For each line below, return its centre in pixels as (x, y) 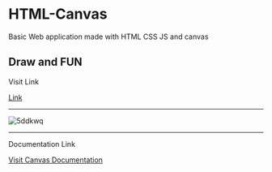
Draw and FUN (45, 62)
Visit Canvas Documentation (56, 160)
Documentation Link (42, 144)
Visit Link (23, 81)
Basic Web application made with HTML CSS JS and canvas (108, 37)
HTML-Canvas (58, 14)
